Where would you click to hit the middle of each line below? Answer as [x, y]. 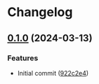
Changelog [40, 12]
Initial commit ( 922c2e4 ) [53, 73]
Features [23, 58]
